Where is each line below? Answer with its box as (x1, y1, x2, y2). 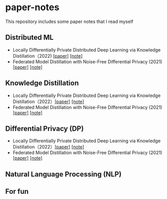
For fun (5, 187, 29, 196)
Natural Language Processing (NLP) (5, 170, 122, 179)
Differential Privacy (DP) (5, 124, 84, 133)
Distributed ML (5, 33, 54, 42)
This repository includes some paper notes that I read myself (5, 18, 134, 24)
